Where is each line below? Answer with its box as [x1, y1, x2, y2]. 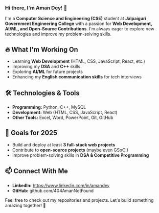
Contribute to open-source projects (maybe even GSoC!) [12, 147, 129, 153]
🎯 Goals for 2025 [5, 129, 58, 137]
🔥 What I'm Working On [5, 45, 78, 53]
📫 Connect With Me [5, 167, 68, 175]
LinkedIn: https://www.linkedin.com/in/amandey [12, 182, 110, 188]
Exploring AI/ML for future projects [12, 69, 83, 75]
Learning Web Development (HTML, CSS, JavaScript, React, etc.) [12, 58, 145, 64]
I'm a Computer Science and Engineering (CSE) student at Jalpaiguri [5, 16, 147, 22]
